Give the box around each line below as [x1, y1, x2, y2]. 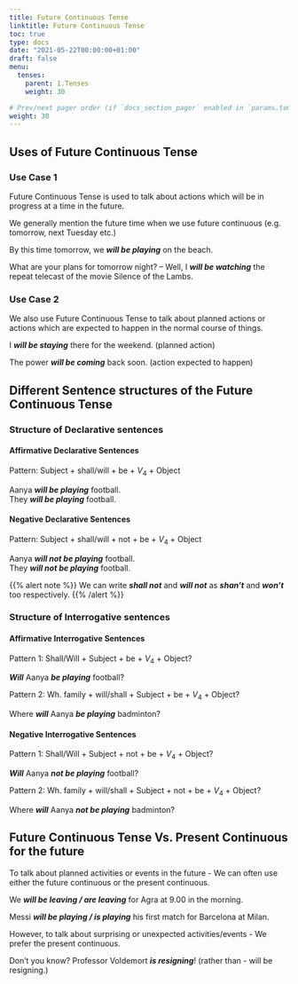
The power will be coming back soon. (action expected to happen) [9, 357, 254, 368]
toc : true [9, 29, 46, 38]
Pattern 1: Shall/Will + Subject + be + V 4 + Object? [9, 653, 192, 665]
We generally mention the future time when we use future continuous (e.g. [9, 217, 281, 228]
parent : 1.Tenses [25, 79, 90, 88]
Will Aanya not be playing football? [9, 768, 139, 779]
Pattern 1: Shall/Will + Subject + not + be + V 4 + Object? [9, 749, 214, 761]
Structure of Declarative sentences [9, 423, 164, 436]
